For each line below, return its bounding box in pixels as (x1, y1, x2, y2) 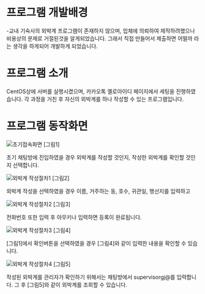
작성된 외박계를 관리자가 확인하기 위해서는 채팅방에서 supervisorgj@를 (6, 273, 176, 280)
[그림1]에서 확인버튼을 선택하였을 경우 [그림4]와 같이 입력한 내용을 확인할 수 (6, 239, 187, 247)
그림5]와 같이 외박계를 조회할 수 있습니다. (29, 280, 127, 288)
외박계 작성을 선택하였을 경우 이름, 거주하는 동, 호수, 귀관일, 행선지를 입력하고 (6, 187, 191, 195)
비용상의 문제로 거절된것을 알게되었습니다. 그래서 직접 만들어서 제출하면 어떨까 (6, 34, 193, 42)
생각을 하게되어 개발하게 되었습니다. (12, 42, 98, 50)
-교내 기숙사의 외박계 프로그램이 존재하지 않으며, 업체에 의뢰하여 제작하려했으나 (6, 27, 195, 34)
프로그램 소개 (6, 66, 69, 80)
